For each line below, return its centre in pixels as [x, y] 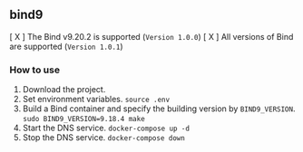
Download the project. [64, 90]
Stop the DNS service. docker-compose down [104, 138]
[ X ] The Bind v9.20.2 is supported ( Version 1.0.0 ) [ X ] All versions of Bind [151, 36]
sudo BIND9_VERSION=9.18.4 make [83, 119]
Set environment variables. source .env [96, 100]
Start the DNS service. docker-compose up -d [106, 128]
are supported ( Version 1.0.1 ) [67, 46]
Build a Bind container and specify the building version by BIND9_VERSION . [159, 109]
